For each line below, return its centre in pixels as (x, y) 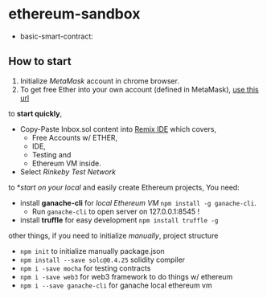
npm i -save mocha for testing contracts (85, 268)
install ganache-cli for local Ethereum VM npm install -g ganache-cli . (138, 202)
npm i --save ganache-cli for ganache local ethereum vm (116, 285)
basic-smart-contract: (57, 36)
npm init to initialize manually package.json (92, 251)
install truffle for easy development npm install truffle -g (119, 220)
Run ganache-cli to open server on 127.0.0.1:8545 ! (116, 211)
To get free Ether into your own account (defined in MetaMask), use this (139, 89)
